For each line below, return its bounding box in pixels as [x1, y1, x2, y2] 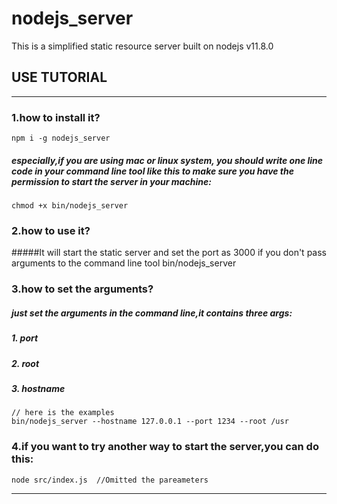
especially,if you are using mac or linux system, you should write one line [11, 154, 324, 166]
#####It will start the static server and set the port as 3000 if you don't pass [11, 247, 327, 259]
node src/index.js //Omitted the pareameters [11, 475, 209, 485]
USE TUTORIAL [11, 69, 108, 86]
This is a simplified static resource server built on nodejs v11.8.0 [11, 40, 274, 52]
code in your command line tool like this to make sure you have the [11, 165, 295, 177]
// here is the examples [11, 408, 115, 418]
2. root [11, 357, 40, 369]
